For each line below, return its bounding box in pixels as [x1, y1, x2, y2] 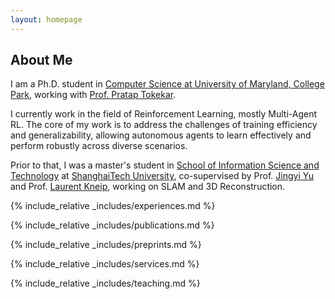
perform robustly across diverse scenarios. [10, 140, 188, 152]
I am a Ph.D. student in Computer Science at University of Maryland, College [10, 78, 325, 90]
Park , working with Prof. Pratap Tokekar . [10, 89, 177, 101]
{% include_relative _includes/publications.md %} [10, 219, 215, 231]
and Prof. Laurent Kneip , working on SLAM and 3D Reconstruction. [10, 181, 286, 193]
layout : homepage [10, 14, 83, 25]
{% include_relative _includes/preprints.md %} [10, 239, 202, 251]
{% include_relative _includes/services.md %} [10, 258, 200, 270]
